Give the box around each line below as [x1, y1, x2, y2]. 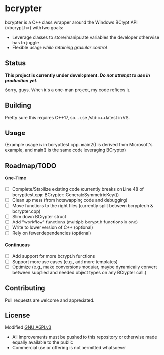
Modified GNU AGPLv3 [5, 324, 52, 330]
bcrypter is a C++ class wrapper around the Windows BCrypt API [5, 19, 138, 25]
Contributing [5, 284, 45, 292]
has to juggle [12, 39, 39, 45]
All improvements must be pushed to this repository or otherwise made [12, 334, 157, 340]
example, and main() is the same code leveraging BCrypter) [5, 147, 126, 153]
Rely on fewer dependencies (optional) [12, 230, 91, 236]
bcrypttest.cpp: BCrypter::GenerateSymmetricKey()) [12, 192, 119, 198]
